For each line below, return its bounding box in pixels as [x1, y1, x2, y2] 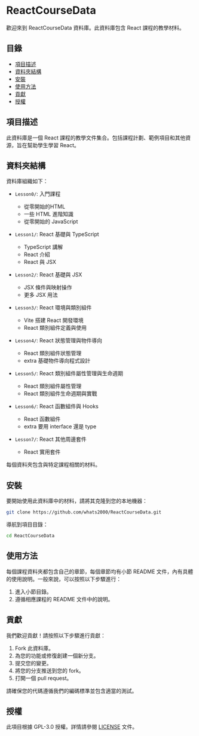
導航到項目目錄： [6, 521, 48, 528]
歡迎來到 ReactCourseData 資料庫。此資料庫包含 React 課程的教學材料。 [6, 24, 185, 31]
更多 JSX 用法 [23, 291, 58, 299]
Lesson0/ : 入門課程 [14, 190, 61, 197]
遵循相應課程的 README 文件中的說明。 [14, 595, 114, 603]
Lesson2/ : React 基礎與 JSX [14, 271, 82, 278]
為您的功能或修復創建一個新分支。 [14, 652, 99, 659]
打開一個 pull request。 [14, 674, 72, 682]
